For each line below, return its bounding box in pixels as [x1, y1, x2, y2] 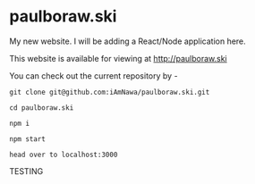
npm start [9, 134, 47, 144]
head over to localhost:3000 [9, 150, 118, 159]
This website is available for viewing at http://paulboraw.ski [9, 53, 228, 63]
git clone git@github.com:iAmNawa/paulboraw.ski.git [9, 88, 210, 96]
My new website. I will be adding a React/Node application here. [9, 36, 246, 46]
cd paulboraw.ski [9, 103, 74, 113]
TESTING [9, 165, 44, 176]
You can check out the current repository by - [9, 70, 178, 81]
